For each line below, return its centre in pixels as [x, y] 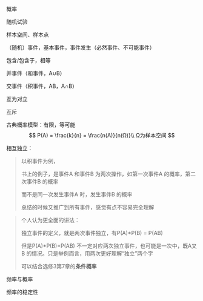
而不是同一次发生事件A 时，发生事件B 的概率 [77, 194]
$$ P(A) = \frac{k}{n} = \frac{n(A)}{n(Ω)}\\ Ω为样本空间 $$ [102, 135]
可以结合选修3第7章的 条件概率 [59, 266]
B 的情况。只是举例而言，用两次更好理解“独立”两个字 [87, 253]
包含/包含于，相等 [29, 60]
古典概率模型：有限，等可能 [41, 125]
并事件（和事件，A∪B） [36, 73]
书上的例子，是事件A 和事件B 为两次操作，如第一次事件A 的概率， [103, 174]
